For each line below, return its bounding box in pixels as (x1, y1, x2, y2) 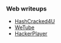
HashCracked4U (14, 18, 55, 25)
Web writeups (6, 5, 47, 13)
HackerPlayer (14, 30, 48, 37)
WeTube (14, 24, 35, 31)
